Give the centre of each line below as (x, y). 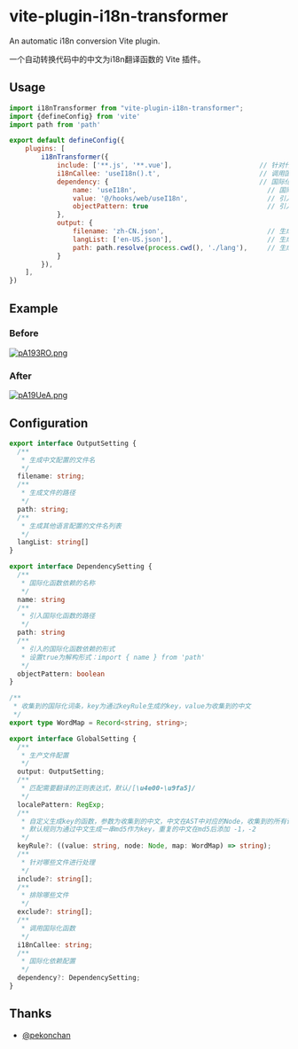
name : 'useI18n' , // (174, 190)
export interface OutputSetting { (73, 443)
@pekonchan (46, 1035)
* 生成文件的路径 (48, 493)
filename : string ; (51, 476)
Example (34, 308)
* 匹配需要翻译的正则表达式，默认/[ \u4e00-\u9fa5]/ (108, 788)
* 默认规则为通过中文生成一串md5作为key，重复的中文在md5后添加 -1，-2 (139, 830)
